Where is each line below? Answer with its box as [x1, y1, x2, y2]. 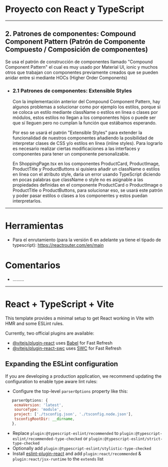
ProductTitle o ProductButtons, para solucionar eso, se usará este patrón [12, 187, 163, 194]
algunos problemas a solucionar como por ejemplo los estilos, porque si [12, 104, 161, 110]
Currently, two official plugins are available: [5, 330, 94, 336]
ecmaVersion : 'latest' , [14, 402, 64, 407]
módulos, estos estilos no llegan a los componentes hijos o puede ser [12, 114, 156, 121]
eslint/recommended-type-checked [12, 436, 82, 441]
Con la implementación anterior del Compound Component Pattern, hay [12, 99, 160, 105]
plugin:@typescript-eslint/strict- [88, 436, 163, 441]
